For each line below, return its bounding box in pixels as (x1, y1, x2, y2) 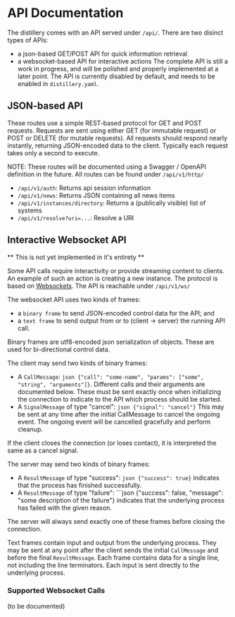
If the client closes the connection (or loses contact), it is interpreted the (7, 438, 217, 447)
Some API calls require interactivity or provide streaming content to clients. (7, 266, 224, 275)
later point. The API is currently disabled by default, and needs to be (17, 72, 216, 80)
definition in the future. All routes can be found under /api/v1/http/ (7, 169, 204, 178)
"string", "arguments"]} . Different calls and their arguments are (17, 380, 205, 388)
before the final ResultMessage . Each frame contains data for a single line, (7, 553, 220, 562)
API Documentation (7, 5, 124, 21)
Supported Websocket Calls (7, 586, 106, 596)
